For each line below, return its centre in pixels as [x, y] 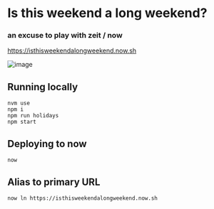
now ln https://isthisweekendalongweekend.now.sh [83, 198]
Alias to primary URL [54, 182]
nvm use [19, 103]
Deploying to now [47, 144]
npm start [22, 122]
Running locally [43, 87]
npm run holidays [33, 116]
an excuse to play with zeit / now [65, 36]
